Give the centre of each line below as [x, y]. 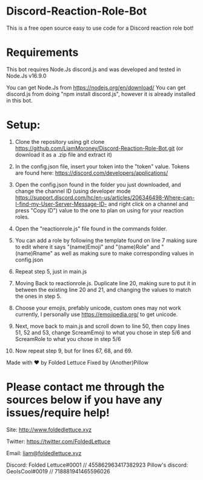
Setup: [23, 125]
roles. [22, 217]
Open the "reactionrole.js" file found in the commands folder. [91, 228]
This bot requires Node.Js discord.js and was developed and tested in [94, 69]
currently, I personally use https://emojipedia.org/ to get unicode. [96, 314]
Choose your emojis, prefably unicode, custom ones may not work [98, 308]
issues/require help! [58, 413]
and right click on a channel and [148, 204]
